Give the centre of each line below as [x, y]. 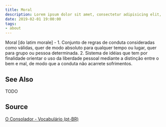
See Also [19, 79]
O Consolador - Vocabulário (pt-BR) [42, 119]
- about [13, 28]
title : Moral [19, 10]
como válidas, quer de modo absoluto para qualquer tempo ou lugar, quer [81, 48]
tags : [11, 24]
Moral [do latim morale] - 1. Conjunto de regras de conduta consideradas [80, 42]
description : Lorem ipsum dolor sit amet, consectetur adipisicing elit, [83, 14]
